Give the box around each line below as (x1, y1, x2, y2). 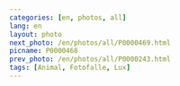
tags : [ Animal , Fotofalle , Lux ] (9, 64, 130, 73)
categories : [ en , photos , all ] (9, 13, 127, 22)
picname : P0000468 (9, 47, 78, 56)
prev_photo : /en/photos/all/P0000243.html (9, 55, 171, 64)
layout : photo (9, 30, 63, 39)
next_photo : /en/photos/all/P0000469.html (9, 38, 171, 47)
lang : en (9, 21, 42, 30)
